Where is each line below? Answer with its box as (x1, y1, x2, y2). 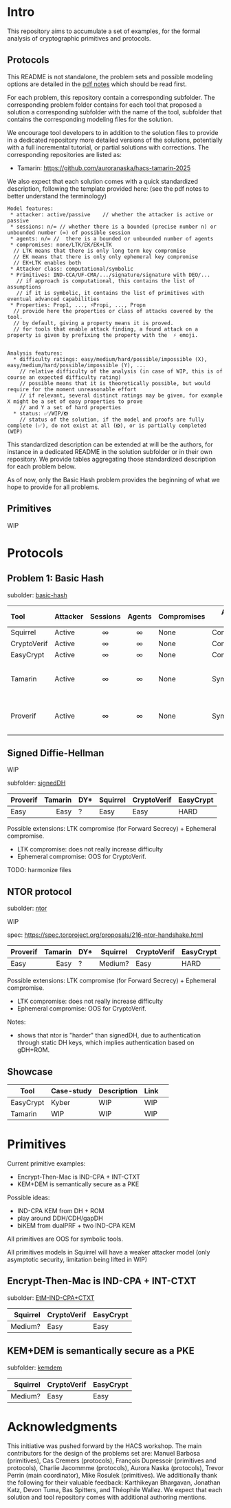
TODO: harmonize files (7, 866, 72, 874)
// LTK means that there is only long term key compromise (13, 247, 186, 254)
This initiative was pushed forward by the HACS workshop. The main (7, 1441, 202, 1450)
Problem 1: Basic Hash (7, 572, 104, 584)
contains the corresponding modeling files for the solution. (7, 115, 173, 123)
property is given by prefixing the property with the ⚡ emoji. (7, 331, 198, 338)
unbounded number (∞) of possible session (7, 229, 131, 236)
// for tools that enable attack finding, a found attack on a (13, 325, 198, 333)
